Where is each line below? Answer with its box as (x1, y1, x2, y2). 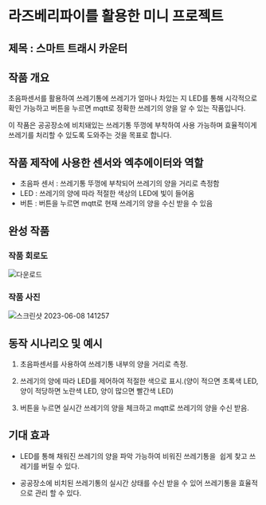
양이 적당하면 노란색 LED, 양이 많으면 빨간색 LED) (19, 386, 174, 395)
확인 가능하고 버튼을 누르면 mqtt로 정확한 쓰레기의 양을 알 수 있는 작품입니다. (8, 104, 246, 113)
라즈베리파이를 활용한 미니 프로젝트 (8, 7, 225, 25)
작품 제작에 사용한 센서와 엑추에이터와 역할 (8, 156, 204, 170)
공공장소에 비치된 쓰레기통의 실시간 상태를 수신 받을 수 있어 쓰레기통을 (19, 478, 237, 487)
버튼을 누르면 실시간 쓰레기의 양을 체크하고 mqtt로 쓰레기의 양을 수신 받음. (19, 403, 249, 413)
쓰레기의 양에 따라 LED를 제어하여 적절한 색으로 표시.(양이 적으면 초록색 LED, (19, 376, 259, 386)
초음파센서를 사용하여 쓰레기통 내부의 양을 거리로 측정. (19, 359, 189, 369)
